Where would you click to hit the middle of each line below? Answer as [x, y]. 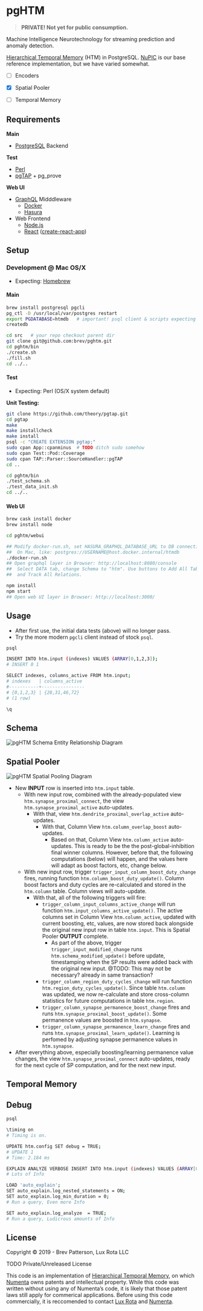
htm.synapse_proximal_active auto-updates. [79, 807]
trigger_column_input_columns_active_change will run [109, 904]
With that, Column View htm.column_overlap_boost [105, 827]
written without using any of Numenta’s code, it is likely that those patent [97, 1289]
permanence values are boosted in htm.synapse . [102, 1020]
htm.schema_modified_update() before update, [108, 955]
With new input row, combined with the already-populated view [103, 795]
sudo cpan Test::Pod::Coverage [46, 453]
